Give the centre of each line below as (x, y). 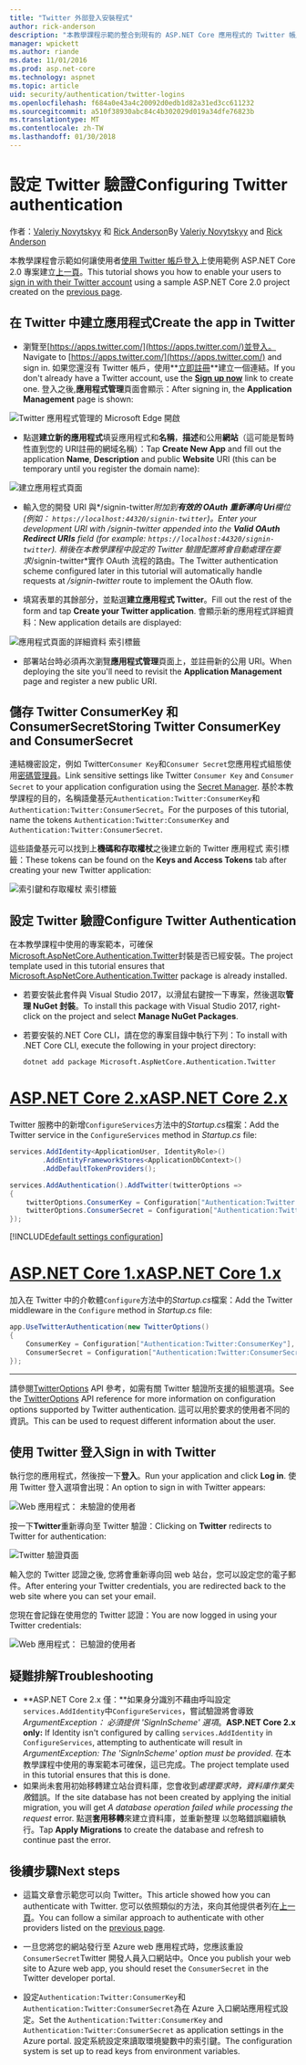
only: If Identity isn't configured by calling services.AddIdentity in (148, 1733)
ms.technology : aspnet (52, 78)
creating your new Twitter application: (81, 870)
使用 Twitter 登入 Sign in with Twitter (113, 1452)
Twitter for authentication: (58, 1536)
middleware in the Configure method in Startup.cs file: (111, 1311)
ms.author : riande (44, 52)
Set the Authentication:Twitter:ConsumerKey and (131, 2019)
